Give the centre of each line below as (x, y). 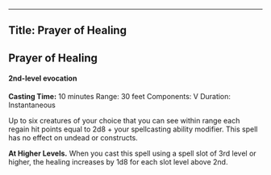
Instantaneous (32, 105)
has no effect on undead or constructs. (73, 137)
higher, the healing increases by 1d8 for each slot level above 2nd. (118, 161)
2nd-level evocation (43, 78)
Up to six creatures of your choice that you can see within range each (124, 120)
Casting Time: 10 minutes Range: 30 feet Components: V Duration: (120, 96)
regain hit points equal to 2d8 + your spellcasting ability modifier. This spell (133, 129)
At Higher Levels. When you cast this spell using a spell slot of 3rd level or (132, 153)
